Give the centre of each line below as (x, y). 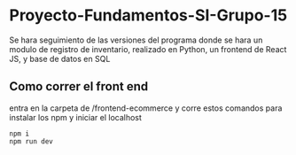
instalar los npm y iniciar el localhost (75, 117)
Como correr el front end (79, 86)
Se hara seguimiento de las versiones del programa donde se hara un (136, 40)
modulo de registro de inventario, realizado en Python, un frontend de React (148, 49)
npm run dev (31, 141)
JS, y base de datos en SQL (60, 58)
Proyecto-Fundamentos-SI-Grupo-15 (148, 15)
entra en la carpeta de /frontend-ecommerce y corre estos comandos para (146, 108)
